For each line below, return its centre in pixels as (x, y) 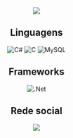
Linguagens (36, 33)
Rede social (36, 111)
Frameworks (36, 72)
